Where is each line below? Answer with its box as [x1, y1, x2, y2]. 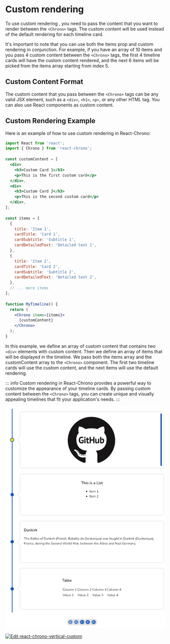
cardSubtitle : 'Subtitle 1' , [14, 237, 76, 242]
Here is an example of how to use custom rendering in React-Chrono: [5, 130, 151, 136]
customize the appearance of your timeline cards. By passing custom [5, 385, 151, 391]
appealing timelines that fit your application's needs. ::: [5, 396, 121, 402]
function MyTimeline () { [5, 301, 58, 306]
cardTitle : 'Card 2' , [14, 264, 60, 269]
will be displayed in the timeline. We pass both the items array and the [5, 354, 152, 360]
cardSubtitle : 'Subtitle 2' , [14, 269, 76, 274]
